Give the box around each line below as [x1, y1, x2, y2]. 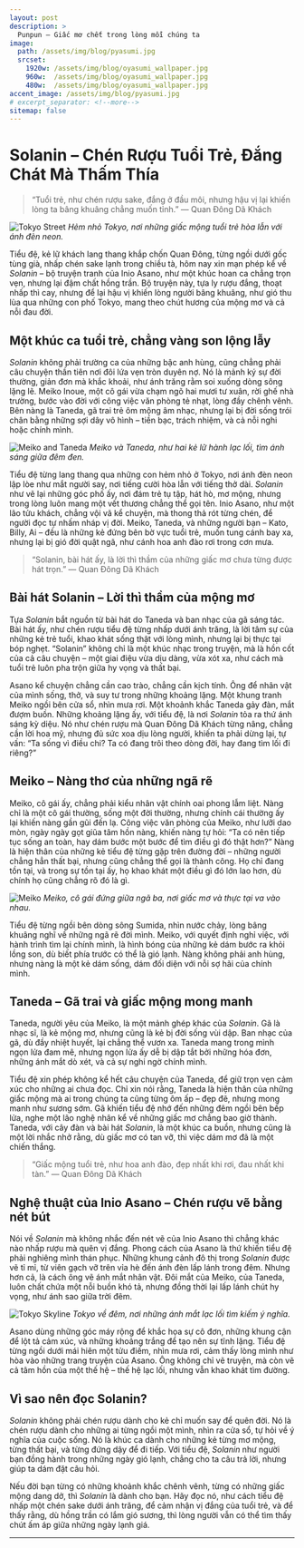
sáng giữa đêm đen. [9, 452, 84, 462]
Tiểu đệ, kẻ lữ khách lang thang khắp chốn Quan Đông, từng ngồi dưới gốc [9, 248, 288, 259]
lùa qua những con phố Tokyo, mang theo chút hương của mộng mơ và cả [9, 297, 285, 308]
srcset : [17, 55, 47, 64]
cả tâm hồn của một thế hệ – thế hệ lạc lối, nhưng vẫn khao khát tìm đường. [9, 1365, 290, 1376]
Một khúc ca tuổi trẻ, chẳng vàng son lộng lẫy [9, 333, 271, 348]
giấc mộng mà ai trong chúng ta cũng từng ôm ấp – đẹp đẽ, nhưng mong [9, 1094, 280, 1105]
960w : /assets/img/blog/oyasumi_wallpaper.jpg [25, 73, 208, 82]
